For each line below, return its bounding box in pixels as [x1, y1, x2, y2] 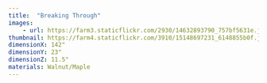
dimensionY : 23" [8, 48, 62, 56]
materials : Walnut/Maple [8, 63, 91, 71]
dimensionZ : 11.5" [8, 56, 69, 64]
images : [8, 19, 34, 27]
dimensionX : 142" [8, 41, 66, 49]
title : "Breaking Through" [8, 11, 102, 20]
